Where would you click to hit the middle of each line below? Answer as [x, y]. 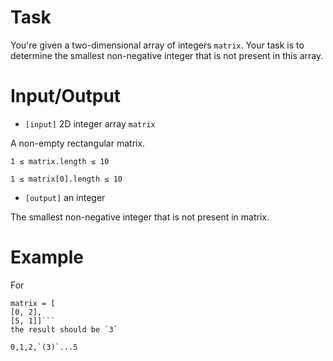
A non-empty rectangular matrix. [78, 143]
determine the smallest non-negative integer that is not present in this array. [167, 55]
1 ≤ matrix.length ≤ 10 [60, 161]
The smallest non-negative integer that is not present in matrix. [140, 217]
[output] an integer [65, 197]
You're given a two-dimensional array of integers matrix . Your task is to [157, 45]
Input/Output [66, 96]
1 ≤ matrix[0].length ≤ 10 [66, 179]
